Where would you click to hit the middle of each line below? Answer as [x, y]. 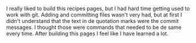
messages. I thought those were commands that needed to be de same [94, 27]
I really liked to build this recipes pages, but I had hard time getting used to [98, 9]
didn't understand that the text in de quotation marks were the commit [93, 21]
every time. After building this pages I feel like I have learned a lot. [87, 34]
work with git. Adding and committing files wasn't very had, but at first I [94, 15]
